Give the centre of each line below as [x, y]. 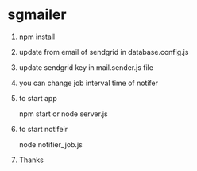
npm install [37, 37]
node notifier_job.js [50, 144]
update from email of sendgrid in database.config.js [104, 52]
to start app [38, 98]
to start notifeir [43, 129]
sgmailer [37, 15]
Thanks [31, 160]
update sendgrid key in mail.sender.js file [86, 67]
